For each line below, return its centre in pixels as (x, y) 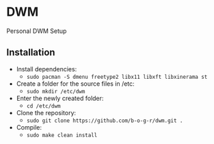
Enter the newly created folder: (60, 98)
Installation (31, 52)
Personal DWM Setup (37, 31)
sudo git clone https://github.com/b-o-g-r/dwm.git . (105, 121)
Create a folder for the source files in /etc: (75, 84)
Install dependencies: (46, 69)
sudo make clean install (62, 135)
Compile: (29, 127)
